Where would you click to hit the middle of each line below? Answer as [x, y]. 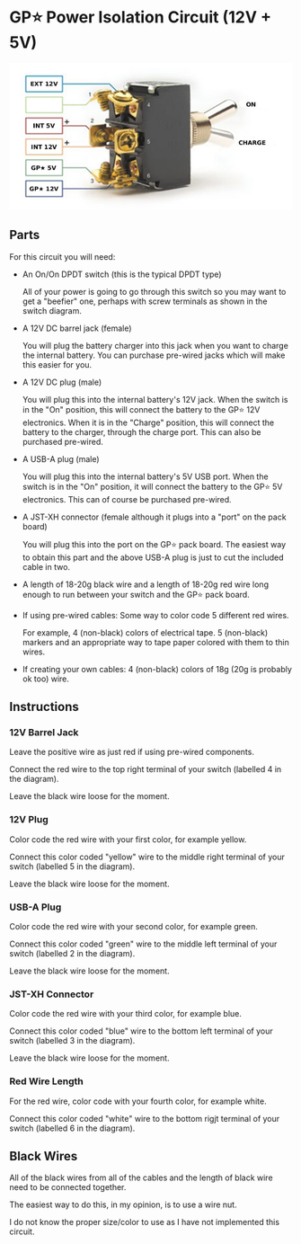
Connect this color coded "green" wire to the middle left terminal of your [143, 944]
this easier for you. [57, 364]
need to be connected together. [68, 1187]
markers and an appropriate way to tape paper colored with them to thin [155, 642]
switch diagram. [52, 310]
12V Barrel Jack [44, 732]
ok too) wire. [46, 679]
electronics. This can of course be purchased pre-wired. [127, 499]
